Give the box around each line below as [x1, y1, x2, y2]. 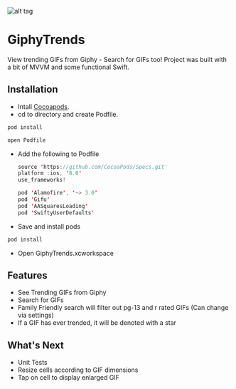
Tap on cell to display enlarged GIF [17, 373, 119, 382]
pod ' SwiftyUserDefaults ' [17, 209, 95, 217]
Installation [7, 83, 58, 95]
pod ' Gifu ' [17, 196, 50, 203]
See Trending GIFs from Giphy [17, 289, 107, 297]
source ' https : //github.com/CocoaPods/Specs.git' [17, 163, 168, 170]
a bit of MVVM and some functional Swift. [7, 63, 130, 71]
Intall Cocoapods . [17, 102, 70, 110]
